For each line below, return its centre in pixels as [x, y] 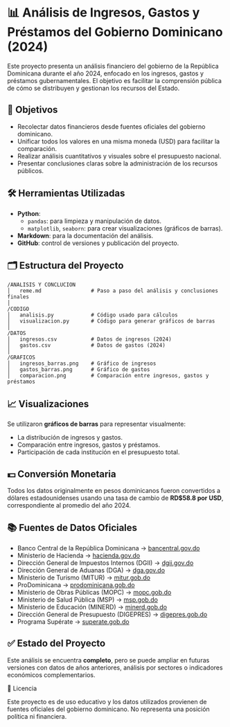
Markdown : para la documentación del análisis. [85, 235]
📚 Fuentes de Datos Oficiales [72, 528]
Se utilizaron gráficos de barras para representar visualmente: [96, 424]
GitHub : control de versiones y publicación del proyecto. [98, 243]
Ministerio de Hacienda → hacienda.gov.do [79, 555]
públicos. [30, 170]
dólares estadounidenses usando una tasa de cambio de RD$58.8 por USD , [115, 498]
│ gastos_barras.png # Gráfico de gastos [79, 370]
